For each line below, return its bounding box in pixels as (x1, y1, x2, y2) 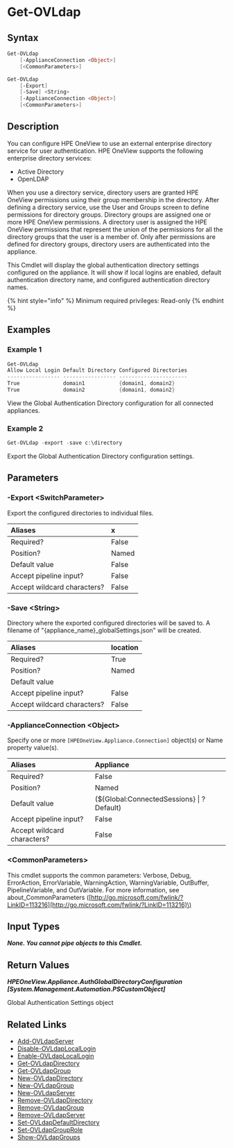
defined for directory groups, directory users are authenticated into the (7, 240, 210, 248)
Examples (7, 324, 51, 336)
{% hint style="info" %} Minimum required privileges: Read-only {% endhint (7, 296, 224, 304)
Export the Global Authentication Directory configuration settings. (7, 452, 194, 461)
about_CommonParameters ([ (7, 893, 92, 901)
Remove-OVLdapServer (17, 1111, 85, 1120)
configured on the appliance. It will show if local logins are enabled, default (7, 268, 222, 277)
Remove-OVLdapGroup (17, 1104, 85, 1112)
